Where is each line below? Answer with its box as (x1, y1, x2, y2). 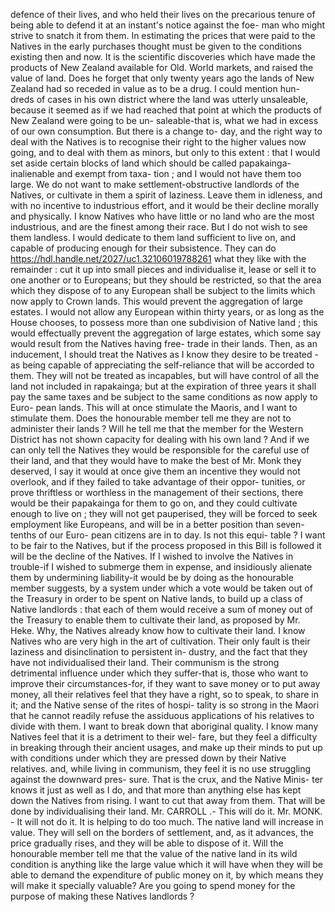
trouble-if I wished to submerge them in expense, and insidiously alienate (10, 561, 313, 573)
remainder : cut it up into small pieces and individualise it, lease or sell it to (10, 264, 317, 275)
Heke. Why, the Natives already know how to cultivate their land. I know (10, 625, 306, 636)
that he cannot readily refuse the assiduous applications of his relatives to (10, 710, 315, 721)
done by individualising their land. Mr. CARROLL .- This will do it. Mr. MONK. (10, 805, 323, 817)
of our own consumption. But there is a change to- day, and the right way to (10, 125, 323, 137)
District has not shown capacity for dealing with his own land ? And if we (10, 434, 310, 445)
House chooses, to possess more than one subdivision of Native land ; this (10, 317, 318, 328)
